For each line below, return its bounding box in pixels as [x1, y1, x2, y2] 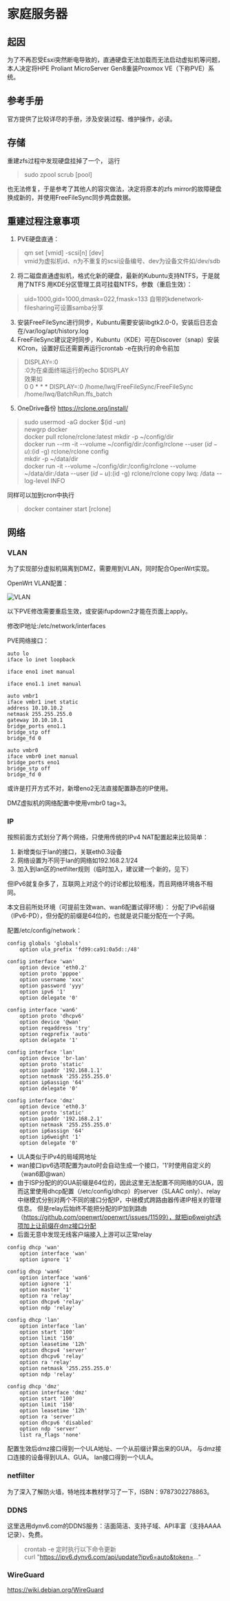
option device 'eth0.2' [19, 965, 88, 972]
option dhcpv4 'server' [19, 1347, 88, 1354]
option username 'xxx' [19, 976, 85, 983]
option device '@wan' [19, 1019, 81, 1026]
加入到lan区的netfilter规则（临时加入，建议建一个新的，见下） [17, 865, 193, 873]
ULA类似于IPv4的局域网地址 [17, 1153, 97, 1161]
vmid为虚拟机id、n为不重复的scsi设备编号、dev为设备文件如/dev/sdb [23, 257, 220, 265]
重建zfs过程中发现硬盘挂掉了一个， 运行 [7, 156, 121, 164]
